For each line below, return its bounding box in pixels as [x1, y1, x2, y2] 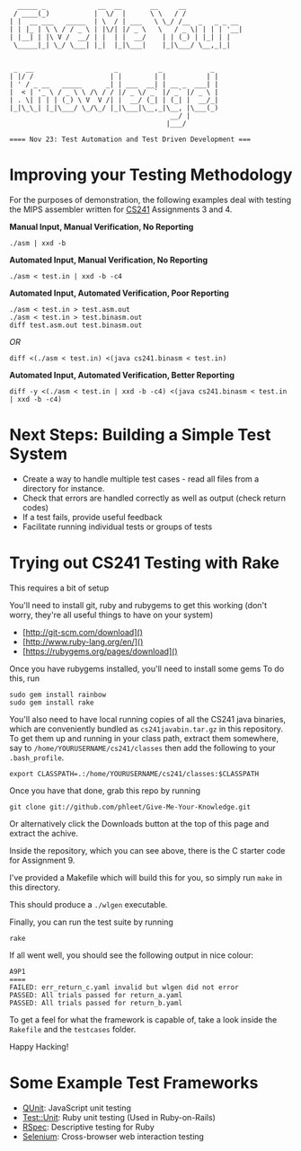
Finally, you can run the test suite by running [9, 916, 173, 927]
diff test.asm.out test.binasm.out [9, 321, 143, 330]
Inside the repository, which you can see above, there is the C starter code [9, 845, 286, 855]
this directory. [9, 881, 61, 892]
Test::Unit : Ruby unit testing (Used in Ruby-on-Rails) [22, 1111, 216, 1122]
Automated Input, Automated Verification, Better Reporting [9, 369, 235, 380]
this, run [9, 672, 40, 684]
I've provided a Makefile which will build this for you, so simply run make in [9, 872, 283, 882]
